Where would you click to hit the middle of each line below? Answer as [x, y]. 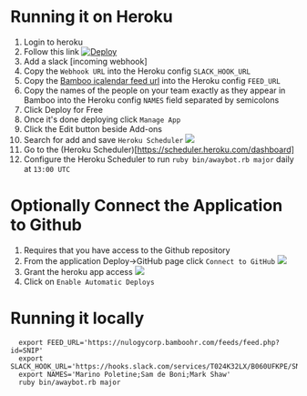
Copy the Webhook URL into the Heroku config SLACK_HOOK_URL [137, 71]
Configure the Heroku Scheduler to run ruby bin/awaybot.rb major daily [159, 159]
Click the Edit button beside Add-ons [93, 128]
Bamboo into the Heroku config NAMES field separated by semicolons [151, 100]
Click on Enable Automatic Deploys [89, 281]
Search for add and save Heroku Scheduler [103, 139]
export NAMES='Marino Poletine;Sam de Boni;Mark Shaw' [125, 374]
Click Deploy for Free [63, 109]
